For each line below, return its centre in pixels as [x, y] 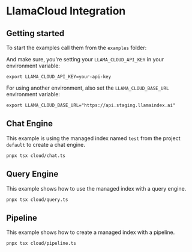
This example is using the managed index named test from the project [93, 138]
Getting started [35, 33]
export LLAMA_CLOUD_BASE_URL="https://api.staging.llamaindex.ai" [91, 105]
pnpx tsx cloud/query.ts [37, 200]
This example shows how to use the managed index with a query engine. [96, 188]
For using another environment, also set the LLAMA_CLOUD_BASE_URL [88, 88]
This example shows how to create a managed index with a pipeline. [91, 232]
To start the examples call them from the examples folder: [76, 48]
